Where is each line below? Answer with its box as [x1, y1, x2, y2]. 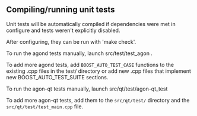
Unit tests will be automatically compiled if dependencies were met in [6, 20, 176, 27]
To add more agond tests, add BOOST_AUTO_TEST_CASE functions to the [6, 61, 174, 68]
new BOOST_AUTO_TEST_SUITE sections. [6, 73, 109, 80]
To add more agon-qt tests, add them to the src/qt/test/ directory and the [6, 96, 190, 104]
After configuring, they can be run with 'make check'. [6, 38, 136, 45]
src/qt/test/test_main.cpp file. [6, 103, 84, 110]
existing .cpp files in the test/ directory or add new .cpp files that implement [6, 67, 191, 75]
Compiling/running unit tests [6, 5, 115, 15]
